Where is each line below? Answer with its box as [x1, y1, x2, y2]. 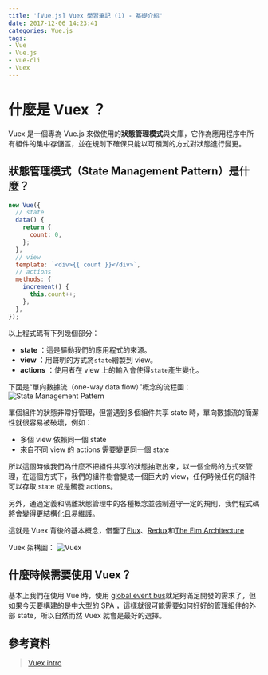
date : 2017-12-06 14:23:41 [8, 19, 98, 27]
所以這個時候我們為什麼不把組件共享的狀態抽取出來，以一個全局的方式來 [8, 461, 246, 471]
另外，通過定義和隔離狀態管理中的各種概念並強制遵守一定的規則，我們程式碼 [8, 498, 260, 508]
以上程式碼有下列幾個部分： [8, 328, 100, 337]
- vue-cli [8, 57, 41, 65]
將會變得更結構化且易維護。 [8, 509, 100, 518]
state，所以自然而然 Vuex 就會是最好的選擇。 [17, 611, 166, 621]
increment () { [22, 283, 69, 291]
